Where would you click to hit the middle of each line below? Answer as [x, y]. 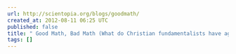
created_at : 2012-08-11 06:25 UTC [58, 20]
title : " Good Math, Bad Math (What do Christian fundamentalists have [114, 33]
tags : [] [20, 40]
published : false [33, 27]
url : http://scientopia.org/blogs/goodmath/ [73, 14]
